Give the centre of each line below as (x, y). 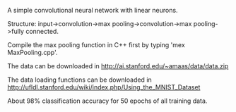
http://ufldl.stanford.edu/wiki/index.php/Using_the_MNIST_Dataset (104, 87)
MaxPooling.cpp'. (33, 52)
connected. (42, 31)
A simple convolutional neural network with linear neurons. (93, 10)
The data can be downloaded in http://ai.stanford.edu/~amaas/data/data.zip (118, 66)
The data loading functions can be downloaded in (79, 80)
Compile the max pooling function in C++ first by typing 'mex (96, 45)
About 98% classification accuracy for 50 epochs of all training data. (107, 101)
